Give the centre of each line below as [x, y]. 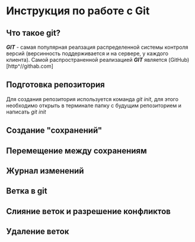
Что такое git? [33, 33]
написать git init [26, 112]
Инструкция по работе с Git [78, 11]
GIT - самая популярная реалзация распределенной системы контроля [97, 47]
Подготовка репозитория [55, 85]
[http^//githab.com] [30, 66]
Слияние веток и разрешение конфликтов [88, 211]
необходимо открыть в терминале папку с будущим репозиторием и [94, 105]
